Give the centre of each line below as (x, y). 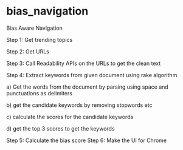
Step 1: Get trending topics (40, 39)
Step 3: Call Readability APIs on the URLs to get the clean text (84, 63)
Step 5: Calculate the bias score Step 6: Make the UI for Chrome (87, 140)
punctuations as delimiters (40, 93)
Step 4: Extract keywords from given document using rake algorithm (92, 75)
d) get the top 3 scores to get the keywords (60, 128)
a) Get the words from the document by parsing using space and (87, 87)
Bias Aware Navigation (34, 28)
